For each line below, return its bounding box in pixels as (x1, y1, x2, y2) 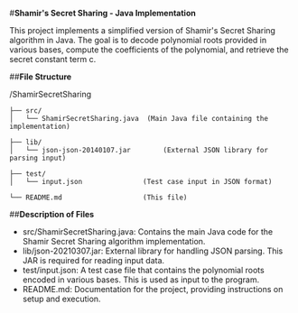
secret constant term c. (9, 54, 97, 64)
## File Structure (9, 71, 72, 82)
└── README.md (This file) (9, 193, 188, 202)
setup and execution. (22, 293, 101, 304)
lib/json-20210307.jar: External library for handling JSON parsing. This (22, 245, 284, 256)
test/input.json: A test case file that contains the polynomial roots (22, 265, 265, 275)
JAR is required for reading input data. (22, 255, 165, 265)
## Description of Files (9, 209, 95, 219)
